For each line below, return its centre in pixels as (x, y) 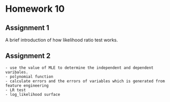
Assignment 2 (28, 56)
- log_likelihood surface (33, 94)
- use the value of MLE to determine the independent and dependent (79, 68)
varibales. (17, 72)
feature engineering (27, 85)
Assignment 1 (27, 28)
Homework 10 (35, 9)
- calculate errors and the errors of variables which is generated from (85, 81)
